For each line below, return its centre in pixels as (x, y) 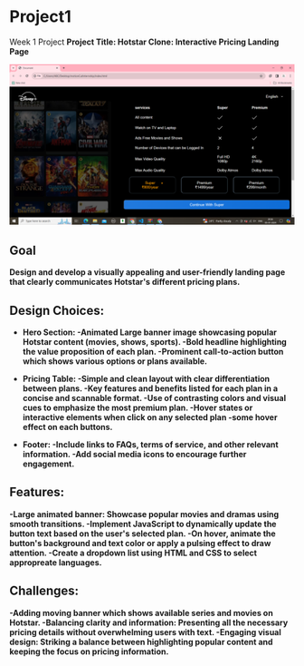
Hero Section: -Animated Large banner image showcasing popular (150, 332)
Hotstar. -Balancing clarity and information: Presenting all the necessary (149, 622)
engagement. (48, 464)
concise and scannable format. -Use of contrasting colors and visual (154, 398)
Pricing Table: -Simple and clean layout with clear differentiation (146, 379)
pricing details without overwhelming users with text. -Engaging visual (146, 632)
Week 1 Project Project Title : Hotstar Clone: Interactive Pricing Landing (144, 42)
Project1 (41, 17)
